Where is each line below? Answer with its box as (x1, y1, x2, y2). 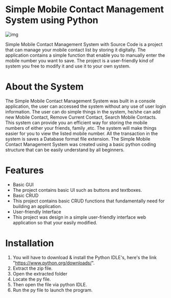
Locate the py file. (12, 276, 51, 282)
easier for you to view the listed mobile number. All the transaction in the (5, 130, 158, 136)
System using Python (5, 14, 99, 26)
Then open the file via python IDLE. (12, 281, 87, 287)
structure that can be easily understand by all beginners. (5, 147, 124, 153)
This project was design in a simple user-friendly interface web (12, 214, 146, 220)
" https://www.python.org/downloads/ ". (12, 260, 95, 266)
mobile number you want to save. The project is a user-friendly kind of (5, 57, 154, 63)
